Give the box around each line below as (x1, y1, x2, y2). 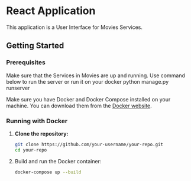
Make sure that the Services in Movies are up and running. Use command (6, 72, 185, 79)
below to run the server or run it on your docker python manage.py (6, 78, 169, 85)
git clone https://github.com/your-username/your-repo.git (14, 141, 164, 147)
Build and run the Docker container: (14, 157, 102, 164)
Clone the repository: (14, 130, 69, 137)
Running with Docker (6, 117, 68, 125)
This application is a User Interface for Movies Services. (6, 24, 143, 31)
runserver (6, 84, 30, 91)
